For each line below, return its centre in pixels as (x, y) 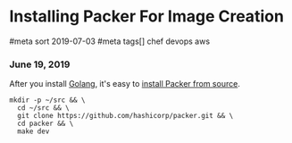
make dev (33, 131)
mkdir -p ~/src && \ (48, 100)
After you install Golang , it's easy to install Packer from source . (125, 84)
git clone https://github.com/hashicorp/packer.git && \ (125, 116)
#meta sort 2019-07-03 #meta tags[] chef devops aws (110, 41)
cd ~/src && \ (43, 108)
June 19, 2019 (40, 64)
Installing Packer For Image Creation (146, 17)
